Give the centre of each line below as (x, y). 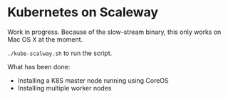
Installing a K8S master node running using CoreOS (93, 80)
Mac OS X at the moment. (45, 39)
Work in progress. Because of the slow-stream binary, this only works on (114, 32)
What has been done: (39, 66)
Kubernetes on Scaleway (83, 12)
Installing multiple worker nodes (64, 88)
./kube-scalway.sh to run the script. (60, 53)
